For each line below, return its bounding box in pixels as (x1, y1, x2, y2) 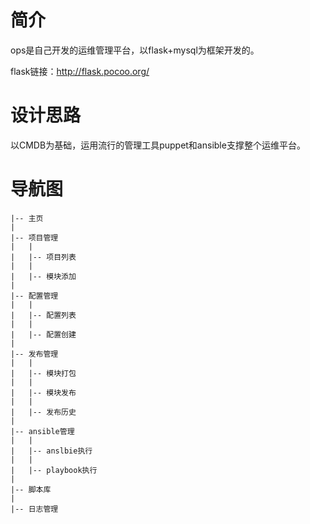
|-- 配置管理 (10, 291, 59, 301)
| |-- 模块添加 (10, 271, 77, 281)
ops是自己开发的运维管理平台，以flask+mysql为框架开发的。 (10, 44, 260, 56)
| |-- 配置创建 (10, 329, 77, 340)
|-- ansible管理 (10, 426, 75, 436)
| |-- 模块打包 (10, 368, 77, 378)
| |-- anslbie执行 (10, 446, 93, 456)
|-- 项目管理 (10, 232, 59, 243)
